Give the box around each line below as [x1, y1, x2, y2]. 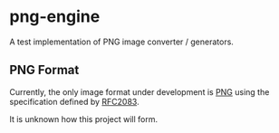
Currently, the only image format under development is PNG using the [9, 86, 270, 97]
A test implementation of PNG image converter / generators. [9, 36, 234, 47]
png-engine [9, 6, 101, 27]
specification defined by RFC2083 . [9, 96, 139, 107]
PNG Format [9, 62, 80, 78]
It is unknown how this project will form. [9, 113, 159, 124]
